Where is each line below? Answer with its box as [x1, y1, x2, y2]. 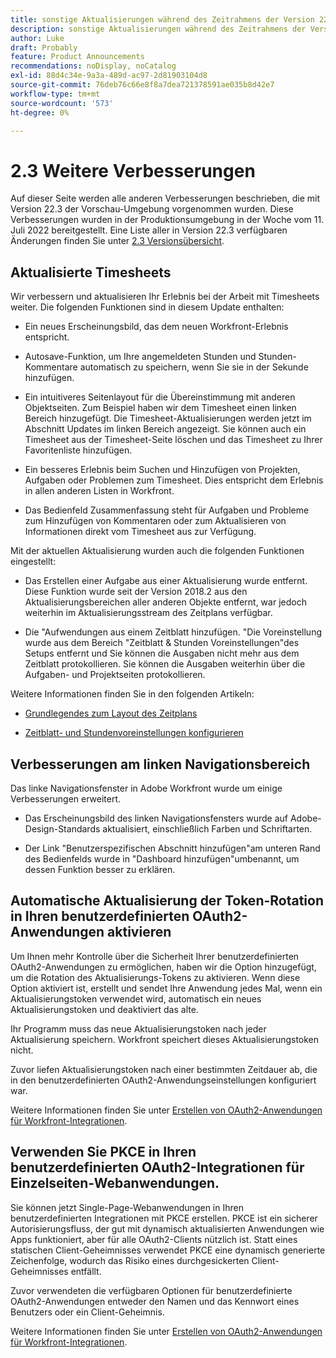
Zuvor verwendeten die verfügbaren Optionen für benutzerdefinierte [10, 1284, 293, 1296]
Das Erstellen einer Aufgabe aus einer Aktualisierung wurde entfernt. [24, 575, 308, 587]
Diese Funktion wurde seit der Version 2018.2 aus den [24, 586, 248, 598]
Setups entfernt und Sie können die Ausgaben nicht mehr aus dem [24, 647, 300, 660]
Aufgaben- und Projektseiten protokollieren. [24, 669, 206, 681]
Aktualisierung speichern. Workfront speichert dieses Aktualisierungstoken [10, 1033, 320, 1045]
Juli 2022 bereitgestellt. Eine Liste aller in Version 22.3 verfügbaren [10, 224, 288, 236]
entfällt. [70, 1265, 102, 1277]
